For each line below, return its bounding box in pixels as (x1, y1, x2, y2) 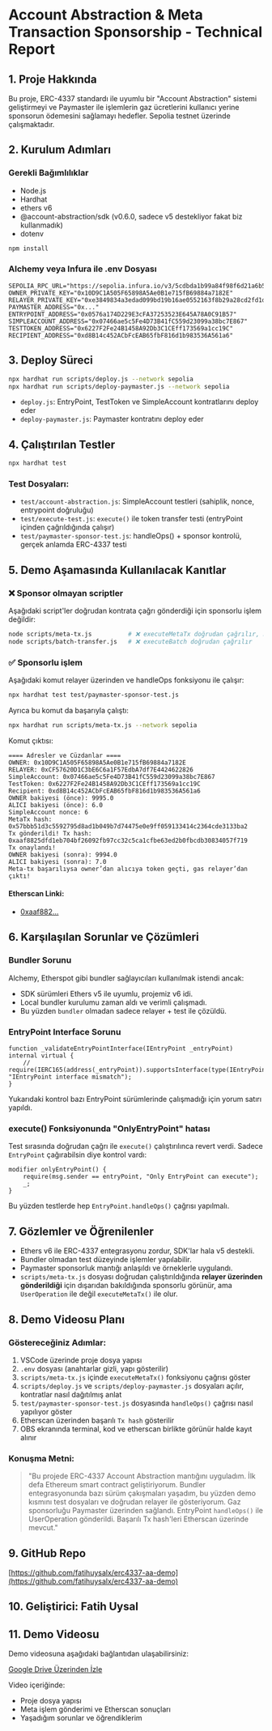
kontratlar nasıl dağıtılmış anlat (19, 1389, 122, 1399)
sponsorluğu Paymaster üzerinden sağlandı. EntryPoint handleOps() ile (28, 1506, 264, 1516)
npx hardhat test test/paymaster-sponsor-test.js (8, 691, 180, 700)
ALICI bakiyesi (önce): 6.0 (8, 801, 104, 809)
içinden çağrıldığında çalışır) (19, 522, 115, 532)
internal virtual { (8, 1052, 74, 1060)
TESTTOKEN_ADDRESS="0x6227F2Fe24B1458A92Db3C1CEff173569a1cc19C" (8, 324, 233, 333)
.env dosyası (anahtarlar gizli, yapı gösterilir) (19, 1363, 168, 1373)
